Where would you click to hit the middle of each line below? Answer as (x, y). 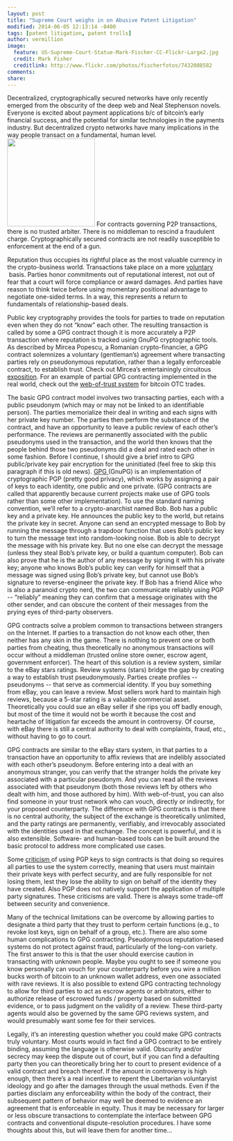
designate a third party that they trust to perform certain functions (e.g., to (113, 925)
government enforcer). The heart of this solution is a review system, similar (114, 662)
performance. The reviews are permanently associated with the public (107, 435)
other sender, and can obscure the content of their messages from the (108, 605)
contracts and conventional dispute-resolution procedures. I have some (109, 1123)
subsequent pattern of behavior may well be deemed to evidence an (105, 1101)
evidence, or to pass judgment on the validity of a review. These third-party (115, 1006)
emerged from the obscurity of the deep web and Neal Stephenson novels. (114, 106)
